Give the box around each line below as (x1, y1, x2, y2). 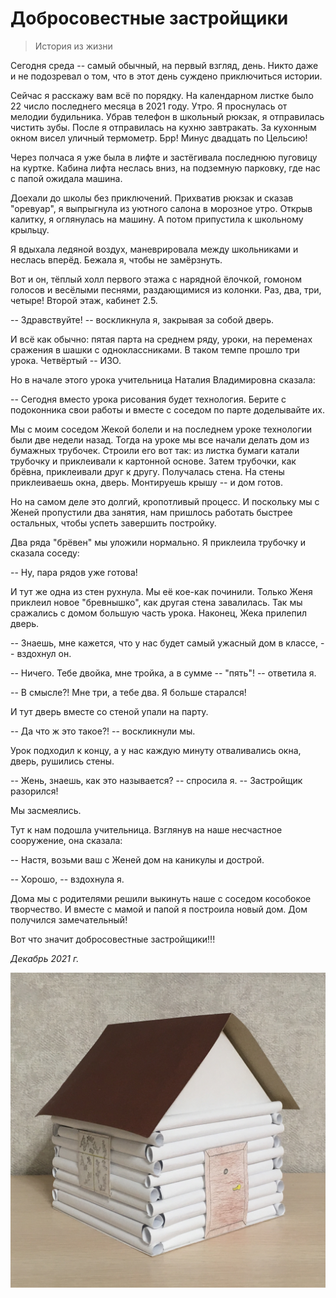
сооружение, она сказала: (10, 834, 123, 846)
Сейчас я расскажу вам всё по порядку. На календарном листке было (10, 89, 314, 101)
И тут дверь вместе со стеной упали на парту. (10, 705, 209, 717)
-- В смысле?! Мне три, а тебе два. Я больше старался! (10, 686, 247, 698)
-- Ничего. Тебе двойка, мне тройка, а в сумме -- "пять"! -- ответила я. (10, 667, 317, 679)
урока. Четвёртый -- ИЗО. (10, 354, 122, 366)
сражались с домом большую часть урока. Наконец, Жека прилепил (10, 607, 307, 619)
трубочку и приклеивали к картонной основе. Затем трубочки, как (10, 455, 297, 467)
